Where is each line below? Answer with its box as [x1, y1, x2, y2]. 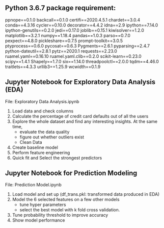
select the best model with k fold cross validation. [19, 207, 120, 213]
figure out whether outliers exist [19, 134, 84, 140]
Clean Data [19, 139, 43, 145]
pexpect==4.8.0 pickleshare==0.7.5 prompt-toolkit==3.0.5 [5, 38, 123, 44]
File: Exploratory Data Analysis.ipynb [5, 98, 80, 104]
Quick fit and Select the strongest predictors [12, 155, 102, 160]
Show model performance [12, 217, 65, 223]
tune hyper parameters [19, 202, 66, 207]
